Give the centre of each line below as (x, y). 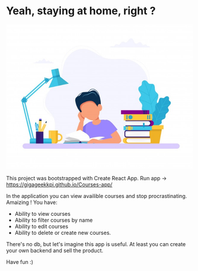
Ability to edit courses (41, 227)
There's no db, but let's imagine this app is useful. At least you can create (96, 244)
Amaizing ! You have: (32, 202)
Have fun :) (20, 262)
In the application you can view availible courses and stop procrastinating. (97, 196)
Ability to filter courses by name (54, 220)
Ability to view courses (43, 214)
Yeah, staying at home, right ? (81, 11)
